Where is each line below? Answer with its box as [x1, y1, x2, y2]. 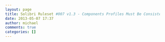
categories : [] [5, 29, 36, 34]
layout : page [5, 7, 32, 12]
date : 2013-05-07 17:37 [5, 16, 54, 21]
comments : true [5, 25, 36, 30]
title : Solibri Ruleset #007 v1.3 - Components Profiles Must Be [5, 12, 141, 16]
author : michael [5, 20, 38, 26]
